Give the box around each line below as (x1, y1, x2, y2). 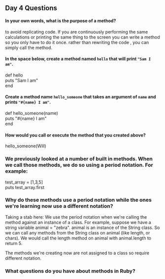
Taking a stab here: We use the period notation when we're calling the (5, 214, 147, 220)
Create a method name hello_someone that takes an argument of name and (5, 94, 156, 100)
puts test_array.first (5, 184, 44, 190)
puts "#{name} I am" (5, 116, 47, 121)
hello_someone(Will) (5, 143, 47, 149)
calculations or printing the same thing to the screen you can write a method (5, 34, 160, 40)
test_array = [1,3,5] (5, 179, 43, 185)
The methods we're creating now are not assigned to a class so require (5, 250, 149, 256)
